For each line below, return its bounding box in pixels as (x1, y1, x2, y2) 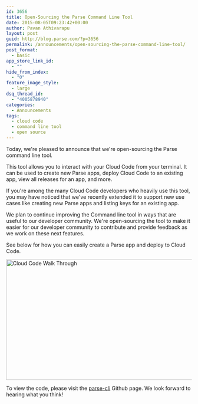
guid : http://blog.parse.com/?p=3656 (6, 36, 99, 42)
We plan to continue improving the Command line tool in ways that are (6, 211, 177, 218)
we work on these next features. (6, 229, 85, 237)
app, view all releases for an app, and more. (6, 175, 113, 183)
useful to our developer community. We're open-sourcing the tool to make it (6, 217, 190, 224)
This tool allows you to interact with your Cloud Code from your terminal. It (6, 163, 187, 170)
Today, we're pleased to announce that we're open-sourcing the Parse (6, 145, 178, 152)
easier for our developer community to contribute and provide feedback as (6, 224, 187, 231)
